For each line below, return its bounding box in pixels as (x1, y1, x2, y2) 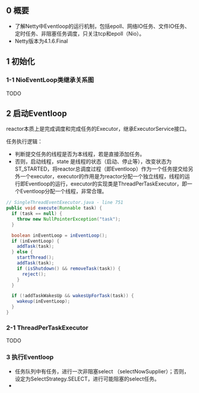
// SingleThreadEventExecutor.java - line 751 (6, 200, 124, 206)
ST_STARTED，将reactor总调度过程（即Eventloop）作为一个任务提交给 (14, 165, 188, 172)
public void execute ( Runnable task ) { (6, 205, 102, 211)
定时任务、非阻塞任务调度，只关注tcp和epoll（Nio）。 (14, 30, 145, 37)
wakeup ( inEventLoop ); (17, 298, 70, 304)
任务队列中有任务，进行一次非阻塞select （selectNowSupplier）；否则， (14, 367, 189, 375)
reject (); (21, 271, 46, 277)
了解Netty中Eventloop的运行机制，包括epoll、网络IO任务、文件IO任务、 (14, 23, 190, 30)
